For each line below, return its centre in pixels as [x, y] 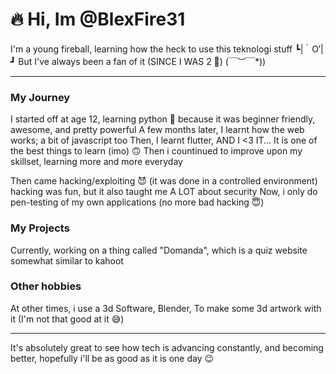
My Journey [40, 97]
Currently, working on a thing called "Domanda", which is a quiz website [159, 250]
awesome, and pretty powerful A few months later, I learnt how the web [157, 130]
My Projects [40, 228]
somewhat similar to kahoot [67, 260]
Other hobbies [46, 286]
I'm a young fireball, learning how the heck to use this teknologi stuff [151, 49]
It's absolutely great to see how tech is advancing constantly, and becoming [167, 347]
